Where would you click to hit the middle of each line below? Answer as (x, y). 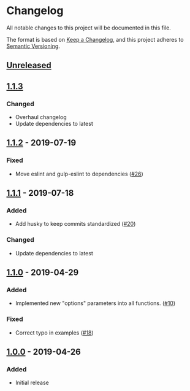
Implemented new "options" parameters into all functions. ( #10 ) (95, 303)
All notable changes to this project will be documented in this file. (89, 28)
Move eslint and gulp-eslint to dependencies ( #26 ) (79, 174)
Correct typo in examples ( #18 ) (54, 333)
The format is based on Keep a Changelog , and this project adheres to (95, 39)
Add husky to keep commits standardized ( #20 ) (75, 224)
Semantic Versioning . (33, 46)
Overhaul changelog (41, 117)
